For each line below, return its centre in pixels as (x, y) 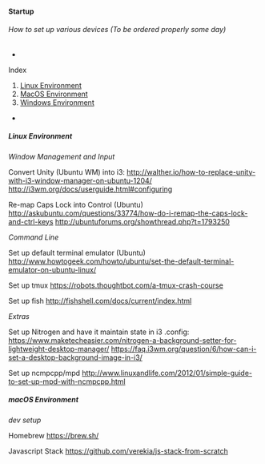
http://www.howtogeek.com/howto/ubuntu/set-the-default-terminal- (121, 261)
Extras (19, 316)
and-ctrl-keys (31, 221)
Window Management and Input (62, 156)
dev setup (25, 420)
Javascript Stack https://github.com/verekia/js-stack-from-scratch (118, 451)
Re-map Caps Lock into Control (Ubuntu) (76, 204)
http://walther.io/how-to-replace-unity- (191, 171)
